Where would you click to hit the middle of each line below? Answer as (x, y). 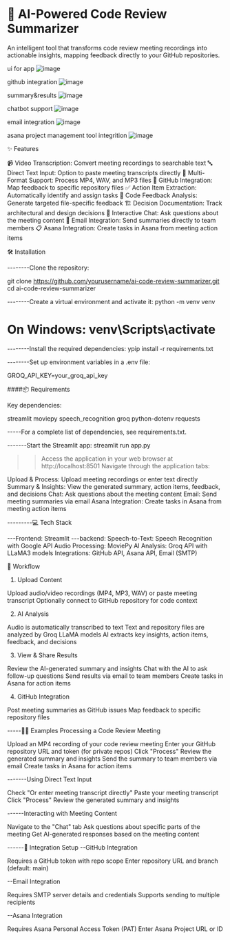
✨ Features (23, 148)
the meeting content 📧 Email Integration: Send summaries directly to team (112, 220)
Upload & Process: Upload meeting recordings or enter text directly (103, 479)
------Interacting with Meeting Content (62, 813)
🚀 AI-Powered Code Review (87, 14)
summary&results (32, 95)
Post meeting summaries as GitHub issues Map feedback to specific (104, 710)
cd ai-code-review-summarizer (52, 288)
